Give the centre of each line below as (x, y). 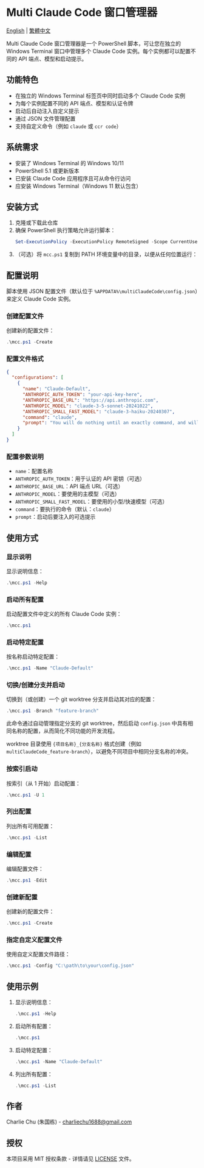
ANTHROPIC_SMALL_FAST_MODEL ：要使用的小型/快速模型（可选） (91, 502)
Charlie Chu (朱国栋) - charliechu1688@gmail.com (69, 1122)
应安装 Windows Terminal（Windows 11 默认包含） (78, 186)
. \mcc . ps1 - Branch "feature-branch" (53, 711)
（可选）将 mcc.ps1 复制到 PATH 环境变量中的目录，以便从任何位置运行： (106, 254)
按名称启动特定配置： (33, 657)
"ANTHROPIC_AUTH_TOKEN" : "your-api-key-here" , (82, 395)
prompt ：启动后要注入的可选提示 (55, 517)
